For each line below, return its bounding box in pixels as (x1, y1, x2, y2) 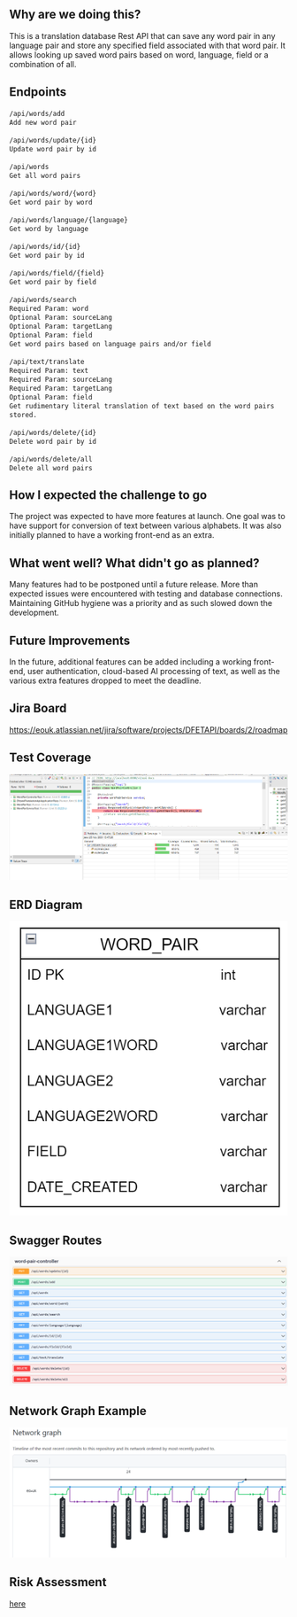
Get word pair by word (9, 198, 93, 206)
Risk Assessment (9, 1574, 107, 1590)
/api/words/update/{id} (9, 136, 97, 144)
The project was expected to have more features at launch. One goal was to (9, 511, 286, 522)
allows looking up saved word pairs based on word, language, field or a (9, 49, 269, 60)
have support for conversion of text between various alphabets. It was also (9, 520, 282, 531)
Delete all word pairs (9, 463, 93, 472)
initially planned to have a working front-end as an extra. (9, 530, 215, 540)
